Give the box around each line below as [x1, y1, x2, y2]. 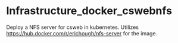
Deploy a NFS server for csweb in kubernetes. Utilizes [6, 24, 139, 31]
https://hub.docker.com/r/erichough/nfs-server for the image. [6, 29, 158, 37]
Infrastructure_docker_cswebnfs [6, 4, 173, 18]
